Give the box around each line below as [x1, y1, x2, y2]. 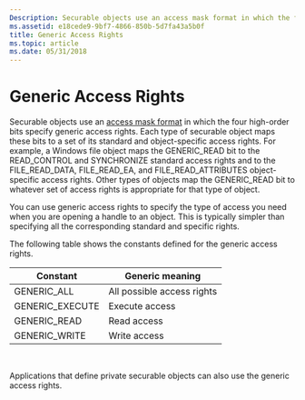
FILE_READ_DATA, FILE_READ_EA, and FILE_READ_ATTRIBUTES [9, 165, 248, 175]
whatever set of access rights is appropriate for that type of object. [9, 184, 261, 195]
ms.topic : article [9, 38, 79, 48]
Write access [108, 329, 164, 342]
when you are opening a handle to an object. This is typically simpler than [9, 211, 285, 223]
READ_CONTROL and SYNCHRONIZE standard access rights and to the [9, 155, 276, 166]
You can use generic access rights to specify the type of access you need [9, 202, 288, 213]
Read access [108, 315, 163, 327]
